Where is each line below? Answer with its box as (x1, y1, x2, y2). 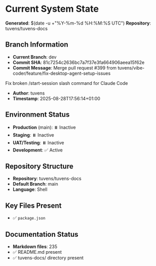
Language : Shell (12, 186, 47, 192)
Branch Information (5, 40, 68, 49)
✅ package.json (12, 215, 46, 221)
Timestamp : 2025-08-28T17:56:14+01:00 (12, 95, 100, 101)
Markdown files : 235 (12, 243, 58, 250)
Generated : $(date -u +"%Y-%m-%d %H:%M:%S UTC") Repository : (5, 20, 151, 26)
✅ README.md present (12, 249, 62, 255)
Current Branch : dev (12, 54, 57, 60)
